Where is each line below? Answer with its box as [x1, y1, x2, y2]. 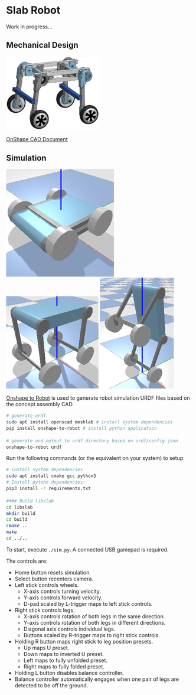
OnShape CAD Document [6, 136, 68, 143]
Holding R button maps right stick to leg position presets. [14, 638, 153, 645]
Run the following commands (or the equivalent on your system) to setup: [6, 455, 185, 462]
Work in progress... [6, 23, 53, 30]
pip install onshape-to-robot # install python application [6, 425, 158, 431]
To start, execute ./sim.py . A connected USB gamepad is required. [6, 546, 169, 553]
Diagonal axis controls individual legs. [23, 625, 116, 632]
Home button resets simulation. [14, 569, 92, 576]
